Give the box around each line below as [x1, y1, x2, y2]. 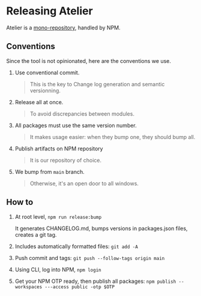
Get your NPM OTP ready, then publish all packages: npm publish [14, 277, 176, 285]
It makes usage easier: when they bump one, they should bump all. [29, 133, 196, 140]
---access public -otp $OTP [44, 283, 115, 290]
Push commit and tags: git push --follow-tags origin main [14, 254, 165, 261]
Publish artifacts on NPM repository [14, 145, 103, 152]
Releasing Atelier [6, 4, 93, 18]
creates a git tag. [14, 231, 57, 238]
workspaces [14, 283, 43, 290]
